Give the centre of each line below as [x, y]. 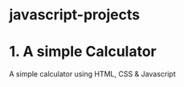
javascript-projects [74, 15]
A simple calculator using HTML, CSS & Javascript [92, 74]
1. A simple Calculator [83, 52]
